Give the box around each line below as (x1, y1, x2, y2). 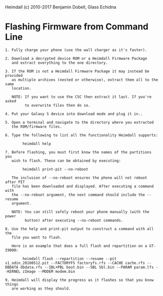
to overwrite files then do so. (24, 103, 91, 108)
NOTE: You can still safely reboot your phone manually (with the (11, 209, 150, 214)
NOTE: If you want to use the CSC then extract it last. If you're (11, 94, 152, 99)
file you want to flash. (11, 235, 62, 240)
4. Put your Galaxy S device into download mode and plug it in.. (5, 111, 143, 116)
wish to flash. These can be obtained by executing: (11, 158, 121, 163)
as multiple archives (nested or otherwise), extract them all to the (11, 77, 159, 82)
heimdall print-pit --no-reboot (22, 166, 89, 172)
